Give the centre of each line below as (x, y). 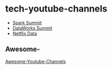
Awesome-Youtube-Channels (36, 61)
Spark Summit (27, 23)
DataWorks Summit (32, 28)
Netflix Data (25, 33)
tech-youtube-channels (56, 9)
